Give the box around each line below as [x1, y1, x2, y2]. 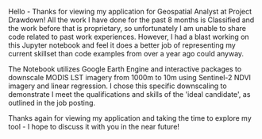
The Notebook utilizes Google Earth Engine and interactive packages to [8, 64, 242, 74]
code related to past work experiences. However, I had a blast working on [8, 32, 249, 41]
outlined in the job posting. [8, 98, 96, 107]
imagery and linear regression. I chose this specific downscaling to [8, 81, 228, 91]
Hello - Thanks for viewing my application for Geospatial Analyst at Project [8, 7, 252, 16]
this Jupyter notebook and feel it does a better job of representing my [8, 41, 236, 50]
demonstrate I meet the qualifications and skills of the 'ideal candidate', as [8, 90, 251, 98]
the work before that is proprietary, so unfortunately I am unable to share [8, 24, 246, 33]
